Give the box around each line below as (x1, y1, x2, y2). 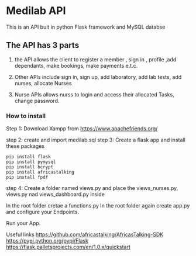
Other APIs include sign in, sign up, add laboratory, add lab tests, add (14, 73, 182, 80)
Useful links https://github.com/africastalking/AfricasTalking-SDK (6, 231, 164, 238)
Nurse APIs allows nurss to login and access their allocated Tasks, (14, 91, 174, 98)
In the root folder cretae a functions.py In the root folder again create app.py (6, 202, 190, 209)
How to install (6, 112, 46, 120)
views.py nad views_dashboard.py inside (6, 191, 105, 198)
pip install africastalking (6, 169, 75, 175)
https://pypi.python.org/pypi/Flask (6, 237, 89, 244)
